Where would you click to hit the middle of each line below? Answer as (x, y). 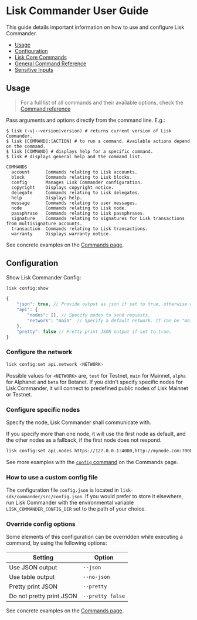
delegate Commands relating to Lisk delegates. (76, 192)
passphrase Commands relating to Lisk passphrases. (78, 213)
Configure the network (39, 352)
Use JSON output (33, 568)
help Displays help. (47, 198)
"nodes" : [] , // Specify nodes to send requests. (89, 315)
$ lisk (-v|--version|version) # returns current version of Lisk (89, 131)
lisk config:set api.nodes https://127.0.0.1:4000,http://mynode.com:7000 (99, 451)
